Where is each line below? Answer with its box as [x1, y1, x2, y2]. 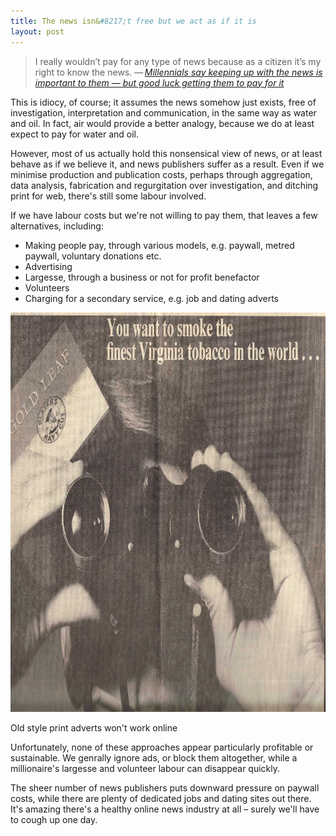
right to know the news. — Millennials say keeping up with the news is [34, 66, 323, 78]
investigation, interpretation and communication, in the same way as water [10, 106, 317, 119]
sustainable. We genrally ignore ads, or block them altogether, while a [10, 751, 298, 764]
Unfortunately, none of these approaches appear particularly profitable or [10, 741, 314, 753]
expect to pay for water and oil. [10, 128, 140, 140]
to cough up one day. [10, 813, 98, 825]
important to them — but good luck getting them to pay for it [34, 76, 285, 89]
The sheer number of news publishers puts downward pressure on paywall [10, 781, 320, 794]
